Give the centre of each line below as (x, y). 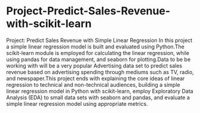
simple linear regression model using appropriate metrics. (77, 103)
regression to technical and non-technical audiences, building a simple (93, 84)
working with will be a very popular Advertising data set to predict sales (94, 65)
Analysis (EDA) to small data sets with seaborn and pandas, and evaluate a (98, 97)
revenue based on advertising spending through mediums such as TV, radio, (100, 72)
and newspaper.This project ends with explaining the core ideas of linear (96, 78)
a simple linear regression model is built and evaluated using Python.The (96, 47)
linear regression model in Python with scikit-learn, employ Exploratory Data (100, 91)
